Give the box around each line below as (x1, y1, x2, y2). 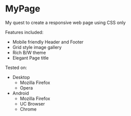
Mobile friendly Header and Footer (12, 38, 84, 45)
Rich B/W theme (12, 49, 46, 55)
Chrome (19, 106, 36, 112)
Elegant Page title (12, 54, 49, 60)
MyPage (5, 3, 40, 14)
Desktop (12, 74, 30, 80)
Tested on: (5, 64, 27, 70)
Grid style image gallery (12, 44, 62, 50)
